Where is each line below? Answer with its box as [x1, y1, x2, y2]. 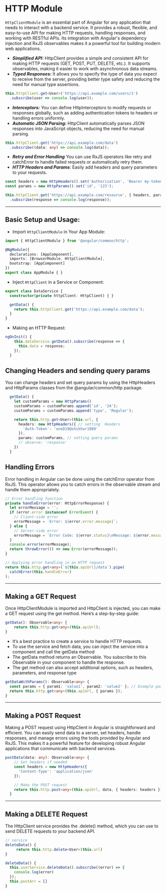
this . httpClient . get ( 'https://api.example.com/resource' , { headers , [5, 193, 152, 198]
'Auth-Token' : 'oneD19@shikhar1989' [23, 426, 98, 431]
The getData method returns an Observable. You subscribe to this [12, 654, 147, 660]
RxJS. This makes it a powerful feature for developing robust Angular [5, 740, 146, 746]
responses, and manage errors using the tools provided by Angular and [5, 735, 151, 741]
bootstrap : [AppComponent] [9, 261, 65, 266]
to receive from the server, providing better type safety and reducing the [12, 76, 160, 82]
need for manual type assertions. [12, 81, 80, 87]
